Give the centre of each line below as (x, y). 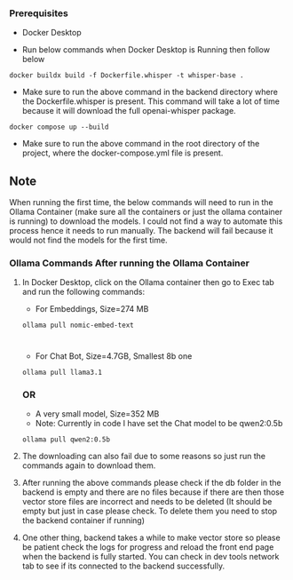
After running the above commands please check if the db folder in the (151, 482)
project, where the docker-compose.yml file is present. (123, 153)
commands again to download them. (89, 465)
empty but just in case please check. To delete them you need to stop (150, 511)
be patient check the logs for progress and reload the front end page (148, 547)
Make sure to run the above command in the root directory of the (141, 144)
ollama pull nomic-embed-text (78, 326)
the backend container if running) (83, 520)
